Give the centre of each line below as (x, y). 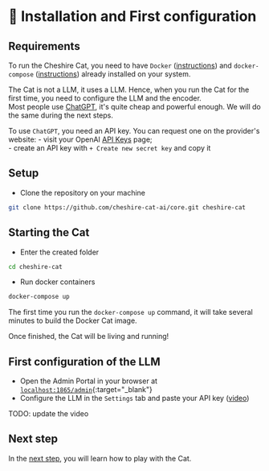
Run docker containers (57, 282)
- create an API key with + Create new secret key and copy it (110, 148)
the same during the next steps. (61, 115)
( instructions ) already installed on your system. (113, 74)
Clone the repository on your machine (83, 192)
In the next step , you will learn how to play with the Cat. (100, 458)
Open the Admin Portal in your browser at (89, 381)
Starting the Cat (49, 233)
